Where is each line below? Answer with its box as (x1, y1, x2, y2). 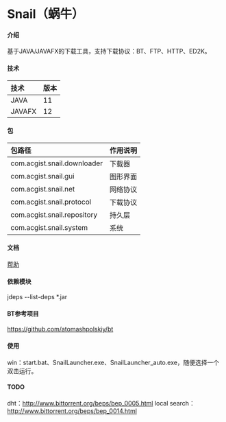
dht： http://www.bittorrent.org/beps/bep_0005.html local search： (7, 399, 195, 407)
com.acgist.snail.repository (10, 210, 98, 220)
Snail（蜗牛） (7, 6, 84, 22)
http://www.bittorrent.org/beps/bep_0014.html (7, 406, 137, 415)
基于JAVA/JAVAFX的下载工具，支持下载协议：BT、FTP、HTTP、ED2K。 (7, 47, 211, 56)
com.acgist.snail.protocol (10, 197, 92, 207)
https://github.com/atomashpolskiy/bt (7, 325, 114, 333)
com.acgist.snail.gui (10, 171, 75, 180)
